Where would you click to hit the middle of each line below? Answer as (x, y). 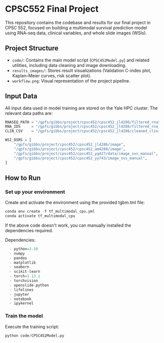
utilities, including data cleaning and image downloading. (69, 65)
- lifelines (22, 290)
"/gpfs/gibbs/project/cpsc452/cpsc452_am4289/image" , (70, 149)
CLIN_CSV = (20, 131)
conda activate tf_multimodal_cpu (40, 216)
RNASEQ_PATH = (20, 122)
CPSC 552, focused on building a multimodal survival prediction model (76, 27)
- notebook (20, 299)
